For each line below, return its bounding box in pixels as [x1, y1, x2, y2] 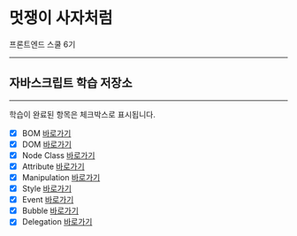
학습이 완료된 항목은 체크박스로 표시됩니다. [9, 109, 156, 119]
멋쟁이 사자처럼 [9, 8, 113, 28]
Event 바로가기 [21, 194, 74, 205]
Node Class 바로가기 [21, 149, 95, 160]
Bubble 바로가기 [21, 205, 80, 217]
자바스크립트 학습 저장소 [9, 76, 133, 91]
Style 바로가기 [21, 183, 72, 194]
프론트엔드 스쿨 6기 [9, 39, 76, 49]
